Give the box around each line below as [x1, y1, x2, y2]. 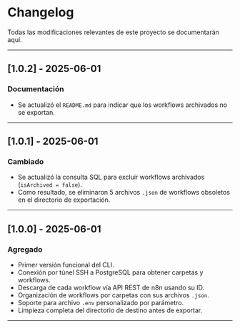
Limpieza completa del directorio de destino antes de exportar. [17, 306, 203, 314]
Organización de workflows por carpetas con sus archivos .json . [17, 291, 209, 299]
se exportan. [17, 108, 56, 116]
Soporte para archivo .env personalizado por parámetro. [17, 299, 184, 307]
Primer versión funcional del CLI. [17, 261, 114, 269]
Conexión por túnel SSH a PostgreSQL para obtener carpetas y [17, 268, 204, 277]
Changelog [7, 4, 74, 21]
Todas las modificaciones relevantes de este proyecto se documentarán [7, 28, 220, 36]
